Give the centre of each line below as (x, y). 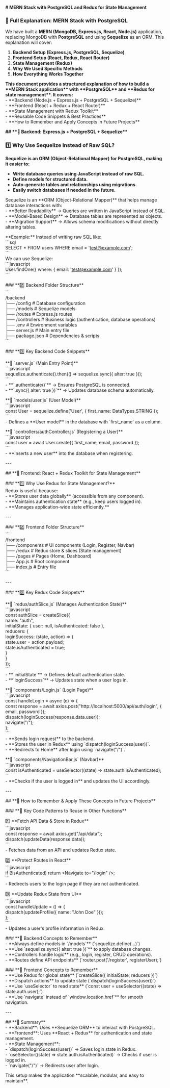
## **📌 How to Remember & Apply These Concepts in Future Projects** (80, 801)
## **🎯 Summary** (25, 1022)
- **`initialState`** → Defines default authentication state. (65, 674)
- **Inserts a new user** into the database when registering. (69, 453)
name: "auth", (20, 620)
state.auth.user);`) (24, 991)
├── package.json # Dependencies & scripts (52, 336)
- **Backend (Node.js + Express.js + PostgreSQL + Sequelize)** (73, 100)
